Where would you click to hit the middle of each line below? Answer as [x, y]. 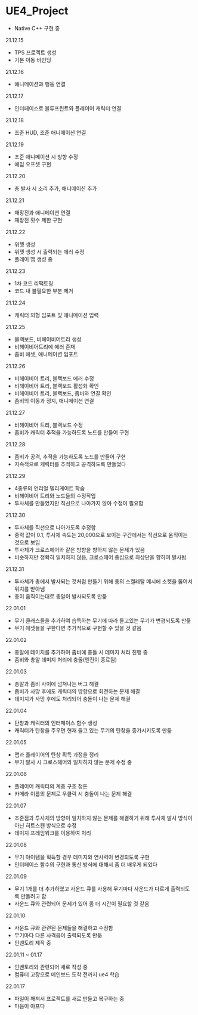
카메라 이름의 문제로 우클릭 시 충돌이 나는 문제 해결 [73, 793]
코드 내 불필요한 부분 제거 [44, 291]
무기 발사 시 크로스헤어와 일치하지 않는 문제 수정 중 [73, 762]
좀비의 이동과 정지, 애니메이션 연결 [54, 401]
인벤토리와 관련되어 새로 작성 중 [51, 967]
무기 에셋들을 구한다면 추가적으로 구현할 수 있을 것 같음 [78, 628]
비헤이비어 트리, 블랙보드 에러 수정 [54, 378]
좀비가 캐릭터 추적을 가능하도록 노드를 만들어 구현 [72, 432]
